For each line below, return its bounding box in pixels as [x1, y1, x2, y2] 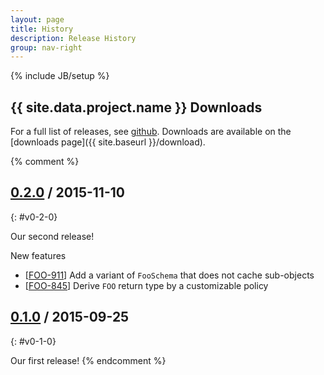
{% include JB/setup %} [10, 70, 110, 82]
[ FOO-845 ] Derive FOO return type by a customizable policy [24, 279, 269, 291]
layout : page [10, 14, 65, 25]
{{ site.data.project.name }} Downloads [10, 99, 263, 116]
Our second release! [10, 230, 95, 242]
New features [10, 249, 67, 261]
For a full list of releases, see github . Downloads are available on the [10, 126, 292, 138]
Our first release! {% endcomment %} [10, 354, 167, 366]
